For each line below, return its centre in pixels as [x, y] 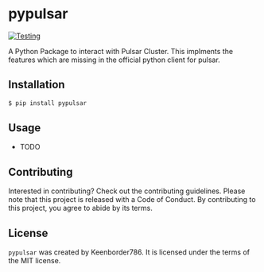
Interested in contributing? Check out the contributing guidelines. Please [127, 191]
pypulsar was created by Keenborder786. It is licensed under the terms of [129, 252]
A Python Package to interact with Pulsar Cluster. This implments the [120, 51]
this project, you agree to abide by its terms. [80, 208]
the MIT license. [35, 261]
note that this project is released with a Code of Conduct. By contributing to [132, 200]
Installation [37, 85]
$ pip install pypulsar [48, 103]
